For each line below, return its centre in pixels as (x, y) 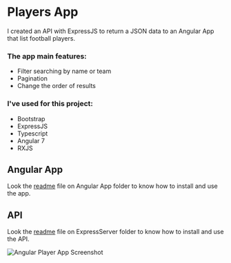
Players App (43, 12)
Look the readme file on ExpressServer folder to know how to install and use (115, 232)
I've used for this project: (50, 104)
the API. (18, 239)
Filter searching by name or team (64, 71)
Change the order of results (57, 86)
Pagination (32, 78)
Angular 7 (31, 140)
